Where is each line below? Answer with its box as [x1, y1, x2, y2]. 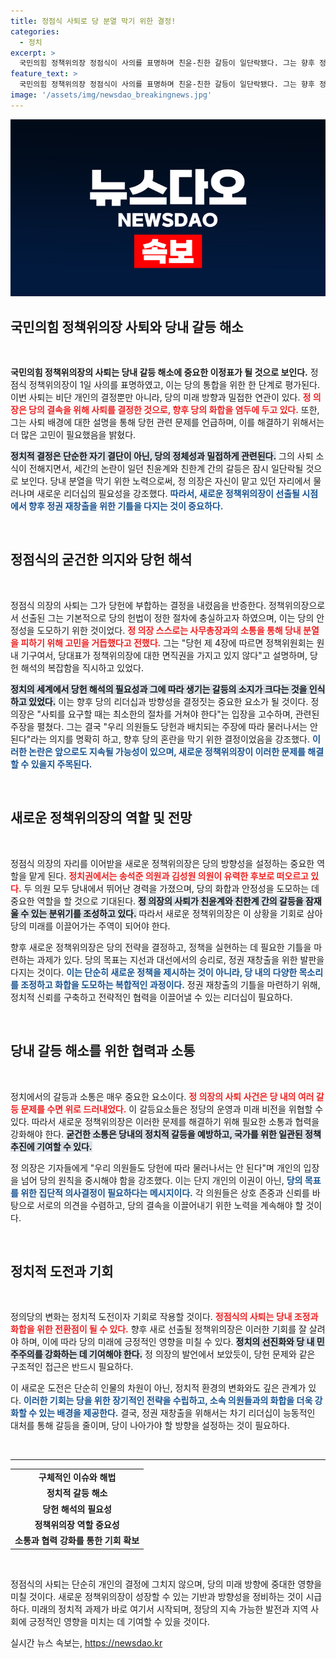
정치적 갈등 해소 [46, 1487, 108, 1499]
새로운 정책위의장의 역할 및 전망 [10, 810, 193, 827]
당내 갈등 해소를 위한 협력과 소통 [10, 1043, 196, 1060]
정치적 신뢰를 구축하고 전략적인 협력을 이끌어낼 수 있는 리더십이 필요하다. [10, 991, 293, 1003]
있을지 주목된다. [30, 758, 93, 770]
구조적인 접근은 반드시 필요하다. [10, 1361, 134, 1373]
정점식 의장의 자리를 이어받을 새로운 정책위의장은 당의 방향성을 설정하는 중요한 [10, 857, 315, 869]
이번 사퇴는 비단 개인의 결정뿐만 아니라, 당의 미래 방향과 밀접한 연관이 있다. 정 [10, 391, 312, 404]
